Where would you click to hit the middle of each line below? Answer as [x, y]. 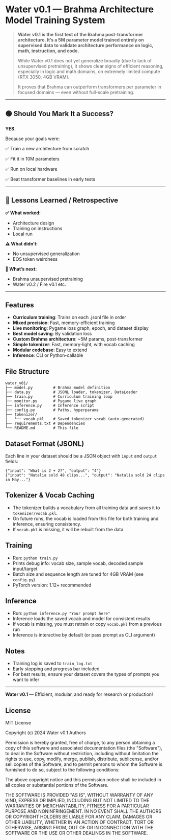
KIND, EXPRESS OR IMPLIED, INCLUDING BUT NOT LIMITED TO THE [77, 801]
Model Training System [55, 20]
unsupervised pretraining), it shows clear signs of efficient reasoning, [91, 66]
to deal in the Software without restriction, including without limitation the [82, 754]
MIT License [18, 723]
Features [20, 305]
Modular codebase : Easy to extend [50, 350]
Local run [23, 234]
